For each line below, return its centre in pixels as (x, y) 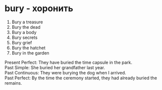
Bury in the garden (30, 53)
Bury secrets (24, 37)
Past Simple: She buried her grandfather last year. (55, 67)
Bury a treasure (27, 22)
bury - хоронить (39, 9)
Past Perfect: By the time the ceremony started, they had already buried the (81, 78)
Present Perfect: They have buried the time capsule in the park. (69, 62)
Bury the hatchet (29, 48)
